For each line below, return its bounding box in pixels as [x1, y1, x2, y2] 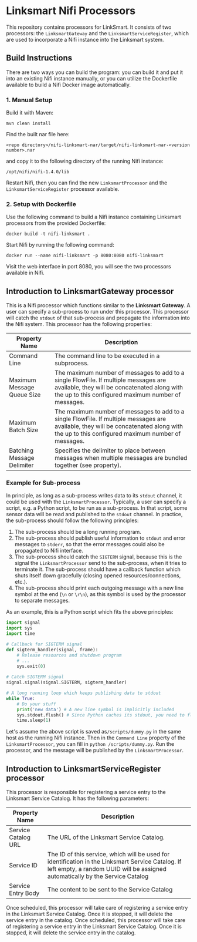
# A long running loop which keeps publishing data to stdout [6, 690, 161, 697]
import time [6, 631, 35, 637]
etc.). [14, 578, 28, 586]
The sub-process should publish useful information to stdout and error [14, 534, 186, 541]
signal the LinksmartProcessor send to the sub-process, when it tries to [14, 560, 186, 567]
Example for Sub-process [6, 479, 81, 487]
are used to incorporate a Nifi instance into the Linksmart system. [6, 36, 164, 43]
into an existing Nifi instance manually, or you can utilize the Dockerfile [6, 75, 177, 82]
